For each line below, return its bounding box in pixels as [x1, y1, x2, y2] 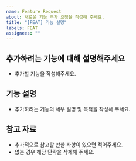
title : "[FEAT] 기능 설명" [6, 19, 67, 25]
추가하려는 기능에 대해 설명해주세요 [6, 53, 125, 63]
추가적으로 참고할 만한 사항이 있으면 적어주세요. [14, 141, 123, 148]
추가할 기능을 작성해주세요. [14, 70, 76, 77]
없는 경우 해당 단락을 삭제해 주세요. [14, 148, 95, 155]
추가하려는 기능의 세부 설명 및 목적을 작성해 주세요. [14, 105, 131, 112]
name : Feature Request [6, 8, 62, 15]
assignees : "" [6, 30, 41, 36]
